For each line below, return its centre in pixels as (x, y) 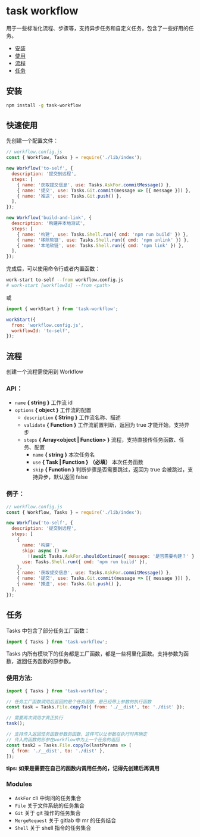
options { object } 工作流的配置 (53, 410)
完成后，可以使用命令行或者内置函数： (53, 268)
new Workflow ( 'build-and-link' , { (49, 218)
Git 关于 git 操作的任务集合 (48, 813)
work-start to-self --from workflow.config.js (65, 280)
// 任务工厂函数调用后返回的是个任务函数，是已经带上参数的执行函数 (79, 702)
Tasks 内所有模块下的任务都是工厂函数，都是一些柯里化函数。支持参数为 (95, 654)
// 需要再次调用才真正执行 (35, 718)
